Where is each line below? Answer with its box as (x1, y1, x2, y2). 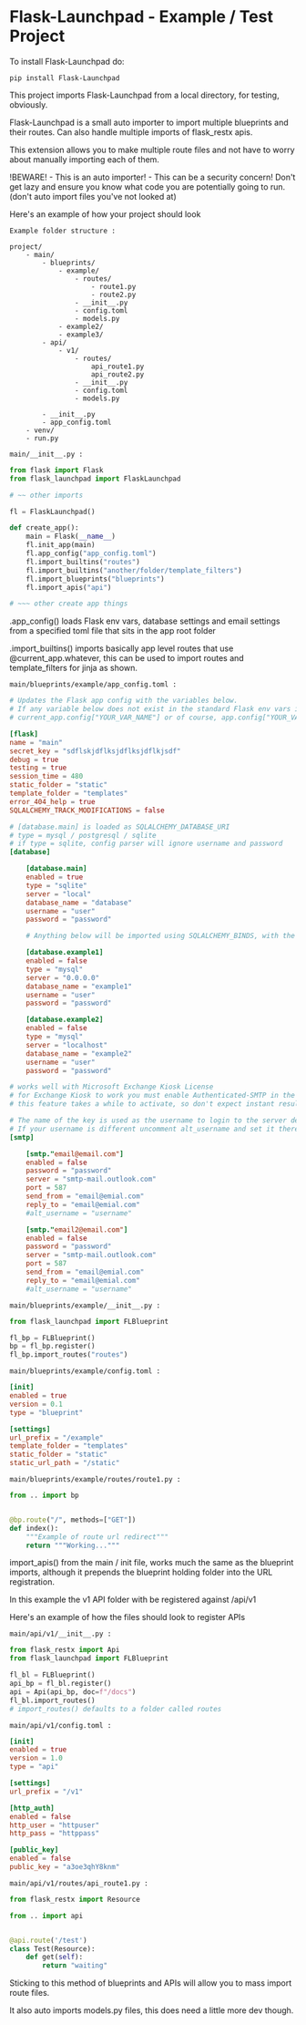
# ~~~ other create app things (9, 599, 128, 608)
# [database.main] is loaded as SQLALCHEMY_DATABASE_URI (9, 822, 230, 832)
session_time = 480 (9, 772, 84, 781)
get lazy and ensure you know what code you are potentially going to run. (9, 181, 286, 192)
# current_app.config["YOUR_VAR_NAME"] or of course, (9, 713, 219, 722)
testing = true (9, 763, 67, 772)
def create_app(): (9, 523, 79, 532)
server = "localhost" (25, 1040, 107, 1049)
